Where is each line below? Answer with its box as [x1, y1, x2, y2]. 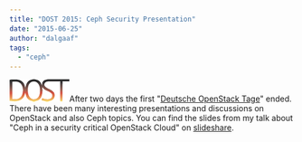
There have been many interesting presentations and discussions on [9, 103, 265, 114]
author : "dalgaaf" [9, 33, 79, 43]
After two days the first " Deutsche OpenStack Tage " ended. [69, 93, 292, 104]
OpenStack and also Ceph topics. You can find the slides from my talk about [9, 113, 294, 124]
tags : [9, 43, 30, 52]
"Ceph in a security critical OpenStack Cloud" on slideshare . [9, 122, 234, 133]
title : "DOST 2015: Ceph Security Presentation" [9, 14, 196, 24]
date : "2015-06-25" [9, 24, 83, 33]
